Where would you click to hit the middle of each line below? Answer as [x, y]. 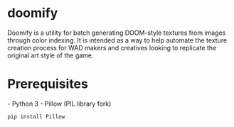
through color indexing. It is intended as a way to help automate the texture [117, 40]
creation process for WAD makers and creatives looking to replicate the [112, 48]
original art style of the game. [50, 55]
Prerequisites [48, 84]
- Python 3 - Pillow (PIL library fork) [59, 104]
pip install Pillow [36, 116]
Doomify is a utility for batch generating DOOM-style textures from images [117, 33]
